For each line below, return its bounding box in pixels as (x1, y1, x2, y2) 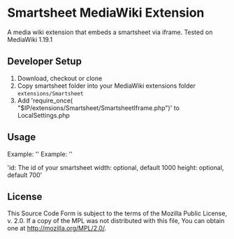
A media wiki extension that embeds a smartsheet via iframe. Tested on (7, 28, 213, 36)
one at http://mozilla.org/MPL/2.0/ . (7, 224, 107, 233)
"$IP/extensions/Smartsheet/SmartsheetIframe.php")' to (17, 103, 180, 112)
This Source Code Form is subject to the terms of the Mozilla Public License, (7, 209, 228, 217)
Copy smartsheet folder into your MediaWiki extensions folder (17, 82, 196, 90)
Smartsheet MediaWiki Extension (7, 5, 205, 21)
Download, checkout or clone (17, 74, 103, 82)
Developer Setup (7, 56, 82, 68)
